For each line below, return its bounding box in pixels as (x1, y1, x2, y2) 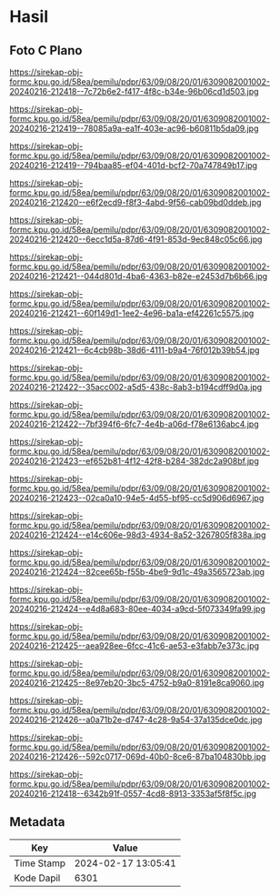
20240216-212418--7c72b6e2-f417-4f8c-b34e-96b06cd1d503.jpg (9, 86, 259, 96)
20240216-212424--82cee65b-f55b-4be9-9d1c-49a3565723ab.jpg (9, 567, 265, 577)
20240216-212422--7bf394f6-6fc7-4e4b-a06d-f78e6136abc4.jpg (9, 418, 259, 429)
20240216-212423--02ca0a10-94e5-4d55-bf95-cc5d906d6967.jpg (9, 493, 265, 503)
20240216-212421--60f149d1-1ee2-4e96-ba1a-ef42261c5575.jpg (9, 307, 255, 318)
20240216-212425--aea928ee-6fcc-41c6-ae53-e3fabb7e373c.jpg (9, 640, 260, 651)
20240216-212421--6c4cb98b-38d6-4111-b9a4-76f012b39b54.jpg (9, 345, 260, 356)
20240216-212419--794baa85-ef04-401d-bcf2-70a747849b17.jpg (9, 160, 257, 170)
